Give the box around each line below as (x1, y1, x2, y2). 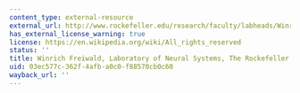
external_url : (9, 21, 62, 30)
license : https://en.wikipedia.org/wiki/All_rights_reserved (9, 37, 242, 47)
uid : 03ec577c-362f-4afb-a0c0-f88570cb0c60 (9, 63, 174, 72)
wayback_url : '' (9, 71, 70, 80)
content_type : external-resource (9, 12, 134, 22)
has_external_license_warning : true (9, 29, 146, 38)
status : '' (9, 46, 50, 55)
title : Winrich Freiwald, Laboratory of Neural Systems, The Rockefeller (9, 54, 290, 63)
